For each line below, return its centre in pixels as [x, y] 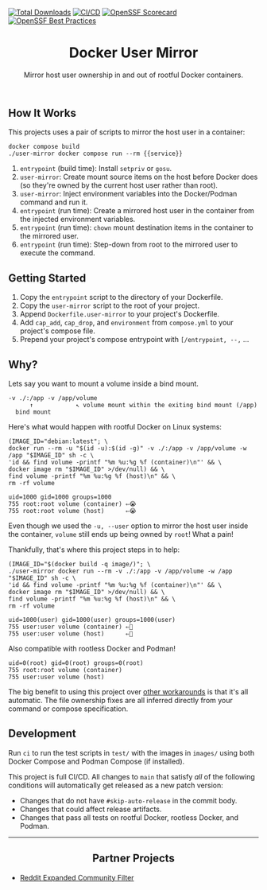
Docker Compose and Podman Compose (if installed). [97, 761]
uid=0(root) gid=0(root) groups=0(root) [76, 663]
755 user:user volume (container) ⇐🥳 [71, 627]
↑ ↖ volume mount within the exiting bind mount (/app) [143, 405]
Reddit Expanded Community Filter [77, 877]
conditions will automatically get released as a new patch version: [116, 785]
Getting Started [47, 278]
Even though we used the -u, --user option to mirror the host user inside [128, 526]
